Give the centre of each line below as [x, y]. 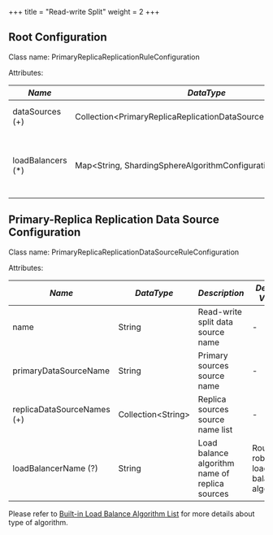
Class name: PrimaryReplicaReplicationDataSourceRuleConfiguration [124, 252]
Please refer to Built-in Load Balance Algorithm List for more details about [132, 513]
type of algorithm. [39, 522]
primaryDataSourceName [61, 371]
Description [221, 293]
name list [215, 429]
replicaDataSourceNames [62, 409]
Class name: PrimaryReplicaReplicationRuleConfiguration [104, 57]
